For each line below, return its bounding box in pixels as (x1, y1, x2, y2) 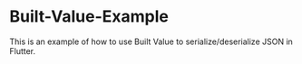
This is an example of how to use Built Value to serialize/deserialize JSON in (9, 36, 293, 47)
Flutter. (9, 45, 36, 56)
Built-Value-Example (9, 6, 170, 27)
